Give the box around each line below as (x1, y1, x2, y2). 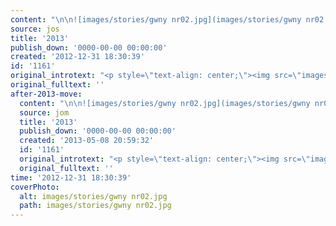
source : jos (10, 24, 60, 34)
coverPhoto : (10, 182, 60, 192)
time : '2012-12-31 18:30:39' (10, 172, 132, 183)
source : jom (19, 107, 70, 118)
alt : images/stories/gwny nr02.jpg (19, 191, 168, 201)
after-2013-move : (10, 89, 83, 99)
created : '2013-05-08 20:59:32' (19, 136, 155, 146)
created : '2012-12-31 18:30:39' (10, 52, 145, 62)
